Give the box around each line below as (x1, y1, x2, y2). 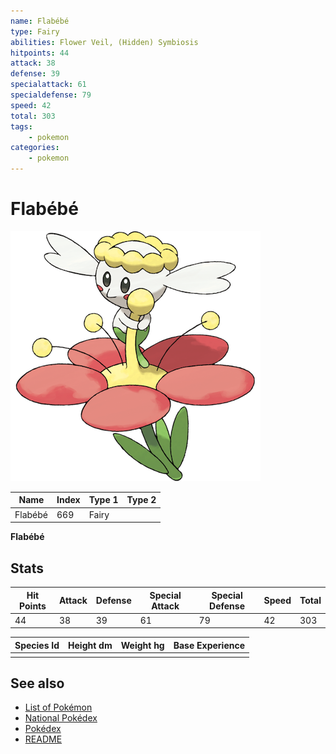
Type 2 (126, 494, 157, 506)
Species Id (14, 639, 60, 651)
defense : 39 (10, 69, 60, 79)
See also (10, 675, 65, 692)
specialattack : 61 (10, 80, 87, 90)
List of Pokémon (24, 701, 93, 714)
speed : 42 (10, 100, 52, 110)
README (24, 733, 63, 745)
